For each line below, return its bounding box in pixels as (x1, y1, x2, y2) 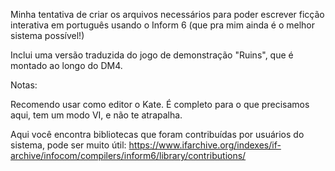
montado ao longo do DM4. (10, 60, 123, 71)
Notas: (10, 79, 38, 91)
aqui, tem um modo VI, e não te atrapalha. (10, 109, 183, 121)
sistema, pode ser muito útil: (10, 139, 127, 151)
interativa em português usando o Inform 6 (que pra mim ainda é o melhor (10, 19, 316, 31)
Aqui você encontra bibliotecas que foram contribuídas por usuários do (10, 129, 305, 140)
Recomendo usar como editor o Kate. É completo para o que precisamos (10, 99, 310, 110)
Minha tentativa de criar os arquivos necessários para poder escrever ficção (10, 9, 325, 20)
